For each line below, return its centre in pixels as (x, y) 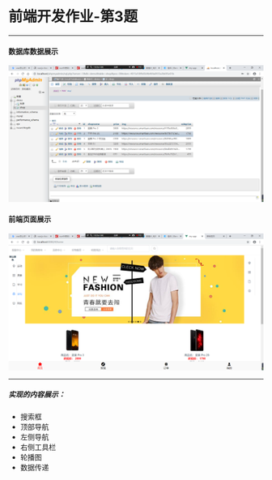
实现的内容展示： (37, 395)
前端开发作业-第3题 (73, 17)
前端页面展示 (30, 219)
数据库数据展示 (33, 51)
